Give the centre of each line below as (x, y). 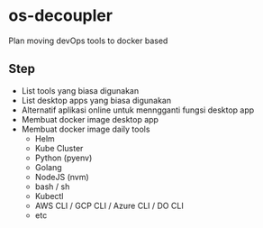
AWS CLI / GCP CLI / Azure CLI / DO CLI (109, 205)
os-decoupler (61, 16)
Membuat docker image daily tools (86, 129)
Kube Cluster (59, 148)
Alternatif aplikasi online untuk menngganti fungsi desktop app (138, 110)
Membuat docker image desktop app (90, 119)
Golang (48, 167)
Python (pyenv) (63, 158)
